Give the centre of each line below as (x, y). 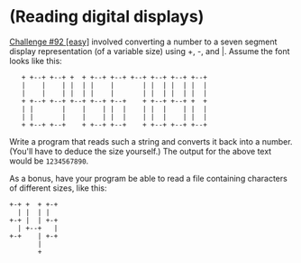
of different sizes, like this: (58, 188)
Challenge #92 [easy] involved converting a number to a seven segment (143, 42)
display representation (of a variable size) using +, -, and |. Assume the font (150, 51)
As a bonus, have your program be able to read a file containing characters (149, 178)
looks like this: (36, 61)
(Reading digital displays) (107, 17)
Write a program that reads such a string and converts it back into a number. (151, 141)
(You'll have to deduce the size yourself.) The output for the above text (141, 151)
